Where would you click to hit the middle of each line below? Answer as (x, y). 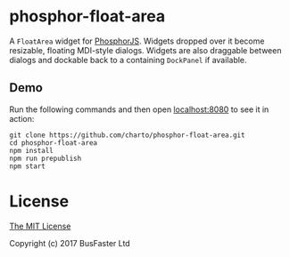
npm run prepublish (46, 158)
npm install (31, 150)
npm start (28, 166)
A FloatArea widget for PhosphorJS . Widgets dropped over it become (137, 41)
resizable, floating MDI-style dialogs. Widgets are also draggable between (145, 50)
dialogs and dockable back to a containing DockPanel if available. (128, 60)
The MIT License (40, 226)
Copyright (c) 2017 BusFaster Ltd (70, 243)
